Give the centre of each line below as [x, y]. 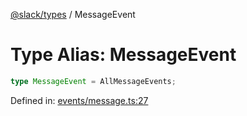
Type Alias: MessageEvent [123, 55]
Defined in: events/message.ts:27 [79, 100]
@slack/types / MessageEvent [73, 14]
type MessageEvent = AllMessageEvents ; [93, 81]
